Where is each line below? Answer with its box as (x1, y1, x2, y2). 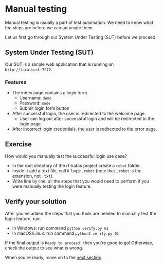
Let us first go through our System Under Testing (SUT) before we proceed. (5, 34, 157, 40)
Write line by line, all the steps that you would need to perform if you (12, 178, 149, 184)
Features (5, 79, 27, 85)
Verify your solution (5, 198, 67, 206)
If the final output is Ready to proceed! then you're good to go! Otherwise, (5, 240, 153, 245)
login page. (19, 121, 42, 127)
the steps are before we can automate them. (5, 24, 94, 30)
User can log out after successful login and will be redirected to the (19, 116, 155, 122)
